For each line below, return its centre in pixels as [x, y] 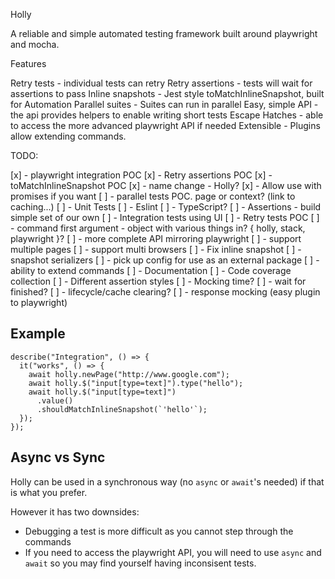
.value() [55, 400]
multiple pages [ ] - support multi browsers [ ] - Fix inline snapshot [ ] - [156, 249]
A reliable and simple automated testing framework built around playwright [164, 33]
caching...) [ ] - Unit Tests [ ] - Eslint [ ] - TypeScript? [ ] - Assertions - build [166, 207]
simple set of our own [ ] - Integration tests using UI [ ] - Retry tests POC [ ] [165, 217]
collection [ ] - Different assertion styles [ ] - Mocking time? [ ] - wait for [158, 281]
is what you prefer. [49, 492]
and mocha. [35, 44]
